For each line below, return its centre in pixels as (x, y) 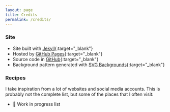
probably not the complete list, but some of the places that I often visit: (79, 94)
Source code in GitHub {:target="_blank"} (55, 59)
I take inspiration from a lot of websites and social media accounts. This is (83, 89)
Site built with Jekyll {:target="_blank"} (53, 48)
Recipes (16, 78)
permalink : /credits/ (28, 19)
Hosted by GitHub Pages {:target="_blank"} (58, 53)
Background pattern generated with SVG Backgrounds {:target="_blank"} (89, 65)
